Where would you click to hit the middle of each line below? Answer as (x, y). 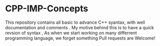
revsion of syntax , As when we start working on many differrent (71, 33)
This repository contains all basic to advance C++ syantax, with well (75, 22)
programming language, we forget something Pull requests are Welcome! (80, 38)
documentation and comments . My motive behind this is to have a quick (80, 27)
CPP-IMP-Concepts (47, 9)
